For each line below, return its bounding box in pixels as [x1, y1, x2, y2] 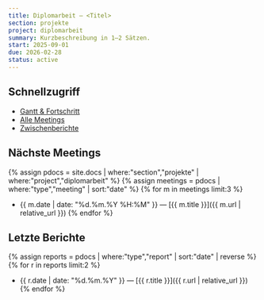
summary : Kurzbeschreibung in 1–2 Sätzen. [8, 33, 151, 42]
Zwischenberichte [19, 123, 79, 133]
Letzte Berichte [8, 231, 86, 244]
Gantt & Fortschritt [19, 106, 81, 116]
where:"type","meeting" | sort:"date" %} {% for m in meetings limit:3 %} [8, 184, 243, 194]
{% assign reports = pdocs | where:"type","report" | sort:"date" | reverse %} [8, 252, 257, 262]
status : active [8, 56, 59, 64]
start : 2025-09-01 [8, 41, 69, 49]
